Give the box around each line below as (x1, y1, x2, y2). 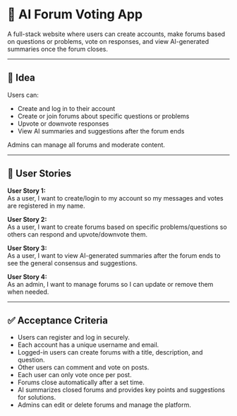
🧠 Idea (7, 72, 35, 84)
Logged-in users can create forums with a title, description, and (17, 348, 203, 357)
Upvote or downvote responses (17, 119, 109, 128)
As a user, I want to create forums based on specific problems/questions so (7, 222, 227, 231)
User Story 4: (7, 272, 47, 281)
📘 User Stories (7, 167, 72, 179)
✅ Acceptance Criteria (7, 314, 108, 326)
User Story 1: (7, 186, 46, 195)
